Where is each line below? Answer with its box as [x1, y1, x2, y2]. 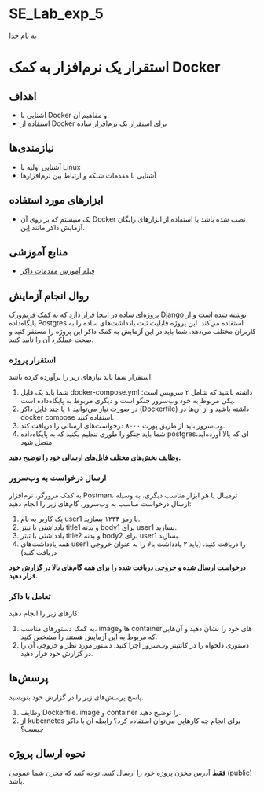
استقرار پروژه [9, 354, 56, 365]
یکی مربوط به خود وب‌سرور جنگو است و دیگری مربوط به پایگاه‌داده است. [20, 396, 235, 406]
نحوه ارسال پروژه [9, 747, 86, 761]
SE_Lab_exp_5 [9, 5, 104, 23]
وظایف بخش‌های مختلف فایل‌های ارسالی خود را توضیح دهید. [9, 453, 181, 462]
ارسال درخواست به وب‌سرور [9, 472, 107, 483]
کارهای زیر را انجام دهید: [9, 608, 81, 618]
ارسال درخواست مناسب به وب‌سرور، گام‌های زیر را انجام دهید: [9, 498, 192, 508]
